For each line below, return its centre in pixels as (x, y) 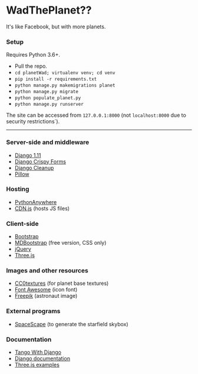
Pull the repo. (31, 66)
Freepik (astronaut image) (46, 296)
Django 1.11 (28, 155)
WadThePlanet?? (49, 10)
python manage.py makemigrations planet (65, 86)
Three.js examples (37, 365)
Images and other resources (47, 271)
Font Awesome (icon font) (46, 290)
